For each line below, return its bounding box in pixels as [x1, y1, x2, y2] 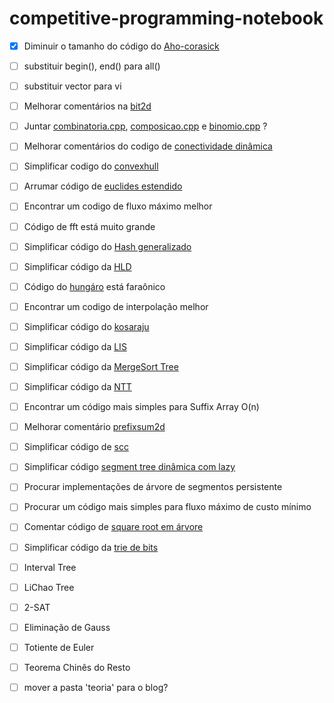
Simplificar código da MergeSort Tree [23, 360, 179, 372]
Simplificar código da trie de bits [23, 541, 159, 553]
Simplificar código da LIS [23, 340, 127, 352]
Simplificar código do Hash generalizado [23, 240, 192, 252]
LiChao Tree [23, 581, 75, 593]
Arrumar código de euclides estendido [23, 180, 183, 192]
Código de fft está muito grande [23, 220, 156, 232]
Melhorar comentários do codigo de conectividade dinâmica [23, 140, 273, 152]
